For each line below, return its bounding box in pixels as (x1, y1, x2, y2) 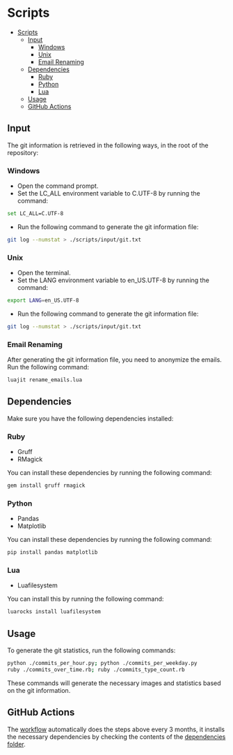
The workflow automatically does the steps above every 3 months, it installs (7, 725, 225, 733)
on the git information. (7, 686, 71, 694)
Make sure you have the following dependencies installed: (7, 414, 174, 423)
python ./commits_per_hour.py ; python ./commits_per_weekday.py (7, 660, 198, 667)
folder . (7, 740, 26, 748)
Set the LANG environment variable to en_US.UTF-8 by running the (17, 276, 210, 284)
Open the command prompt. (17, 182, 99, 190)
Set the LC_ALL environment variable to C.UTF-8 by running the (17, 189, 200, 198)
